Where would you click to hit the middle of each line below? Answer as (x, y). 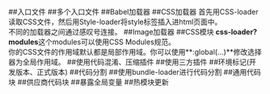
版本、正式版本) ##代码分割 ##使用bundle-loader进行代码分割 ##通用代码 (138, 72)
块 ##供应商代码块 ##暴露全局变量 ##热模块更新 (89, 82)
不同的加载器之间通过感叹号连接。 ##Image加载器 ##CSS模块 (111, 32)
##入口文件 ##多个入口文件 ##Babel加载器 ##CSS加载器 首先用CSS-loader (133, 12)
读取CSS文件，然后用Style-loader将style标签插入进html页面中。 (115, 22)
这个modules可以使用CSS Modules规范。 (107, 42)
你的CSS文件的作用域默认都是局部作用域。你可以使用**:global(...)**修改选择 (135, 52)
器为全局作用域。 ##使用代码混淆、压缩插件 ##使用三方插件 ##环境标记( (129, 62)
